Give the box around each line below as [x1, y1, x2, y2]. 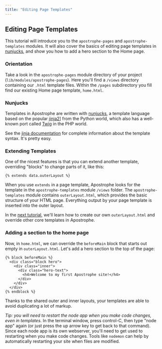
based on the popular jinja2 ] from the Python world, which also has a [5, 116, 143, 122]
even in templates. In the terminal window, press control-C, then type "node [5, 317, 157, 323]
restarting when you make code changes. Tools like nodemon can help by [5, 333, 149, 339]
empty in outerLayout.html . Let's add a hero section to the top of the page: [5, 246, 155, 252]
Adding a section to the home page [5, 230, 89, 236]
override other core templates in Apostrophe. [5, 217, 96, 223]
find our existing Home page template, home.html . [5, 87, 104, 93]
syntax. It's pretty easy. [5, 136, 52, 141]
